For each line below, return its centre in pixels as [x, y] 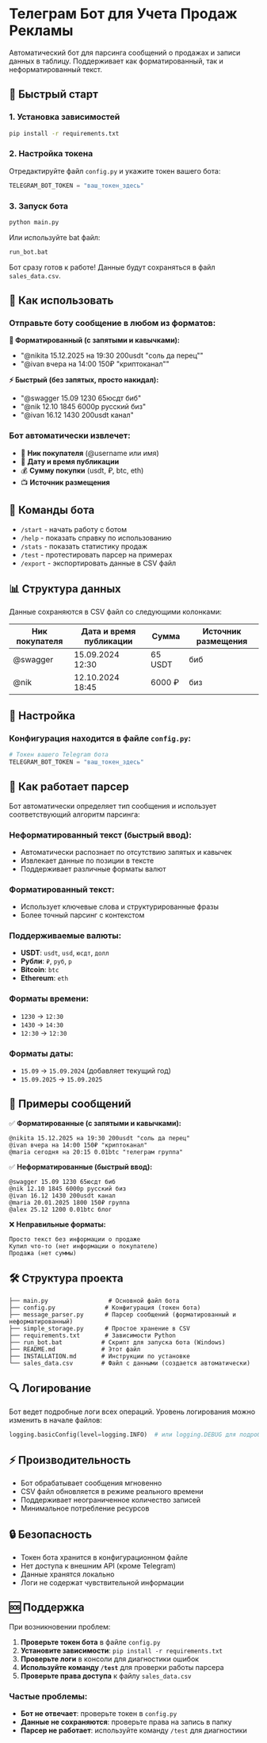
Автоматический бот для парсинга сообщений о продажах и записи [125, 52]
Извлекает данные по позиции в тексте [87, 860]
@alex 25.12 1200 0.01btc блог [61, 1209]
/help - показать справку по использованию [96, 538]
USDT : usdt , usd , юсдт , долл [65, 953]
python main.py [34, 222]
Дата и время [109, 631]
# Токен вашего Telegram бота [59, 755]
